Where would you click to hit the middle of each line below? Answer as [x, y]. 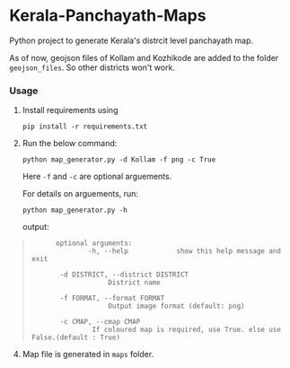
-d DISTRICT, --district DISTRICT [124, 275]
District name [134, 283]
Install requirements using [70, 110]
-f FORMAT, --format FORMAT [112, 298]
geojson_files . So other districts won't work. [92, 67]
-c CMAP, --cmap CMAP [100, 322]
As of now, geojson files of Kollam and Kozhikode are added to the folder [144, 57]
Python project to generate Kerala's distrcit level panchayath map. [132, 40]
